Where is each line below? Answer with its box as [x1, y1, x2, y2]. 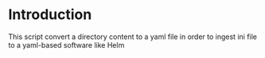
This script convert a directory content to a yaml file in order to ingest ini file [8, 32, 257, 41]
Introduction [8, 6, 92, 24]
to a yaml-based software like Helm [8, 40, 125, 49]
